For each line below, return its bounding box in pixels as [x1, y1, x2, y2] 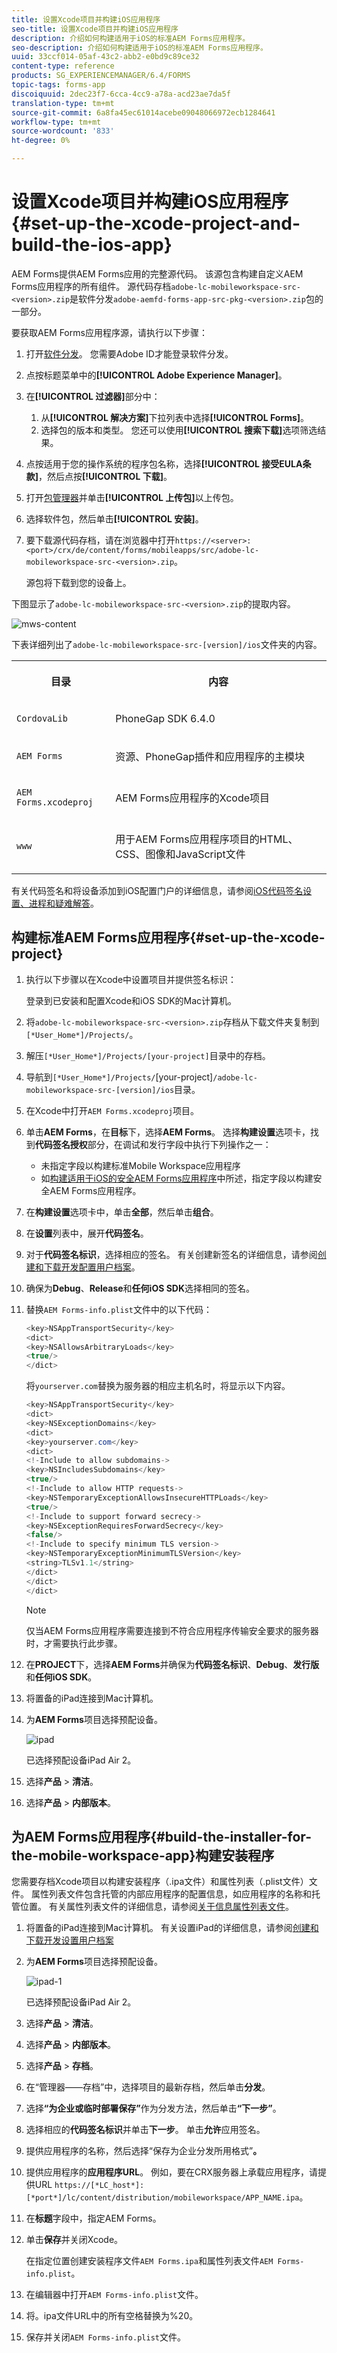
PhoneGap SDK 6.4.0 [115, 711, 216, 725]
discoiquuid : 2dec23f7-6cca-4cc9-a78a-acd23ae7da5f [11, 89, 231, 99]
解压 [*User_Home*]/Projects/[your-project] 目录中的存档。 [25, 1049, 271, 1061]
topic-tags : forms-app [11, 80, 106, 90]
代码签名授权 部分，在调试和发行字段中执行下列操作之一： [34, 1138, 272, 1150]
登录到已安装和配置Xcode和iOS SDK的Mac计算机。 [25, 994, 238, 1006]
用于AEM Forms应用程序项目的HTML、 [115, 832, 299, 846]
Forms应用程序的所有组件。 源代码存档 [11, 280, 172, 292]
